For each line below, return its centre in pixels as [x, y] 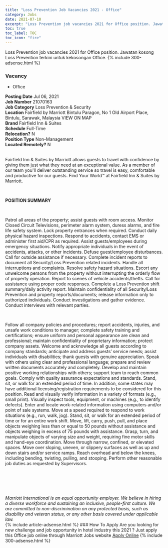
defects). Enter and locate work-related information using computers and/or [83, 405]
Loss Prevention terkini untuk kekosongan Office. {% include [68, 57]
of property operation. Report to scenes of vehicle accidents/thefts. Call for [83, 279]
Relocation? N [20, 134]
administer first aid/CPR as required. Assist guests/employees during [76, 241]
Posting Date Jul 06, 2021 [32, 96]
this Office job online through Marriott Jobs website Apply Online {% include [84, 535]
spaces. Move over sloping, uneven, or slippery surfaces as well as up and [82, 448]
